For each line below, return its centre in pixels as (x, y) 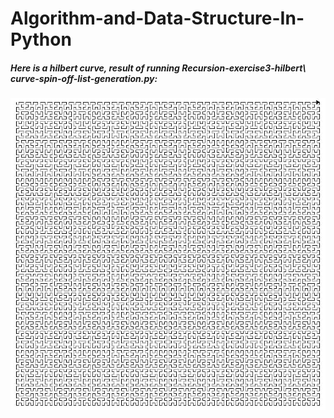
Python (41, 39)
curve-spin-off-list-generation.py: (84, 78)
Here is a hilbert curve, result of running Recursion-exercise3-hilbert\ (158, 68)
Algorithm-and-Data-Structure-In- (157, 18)
